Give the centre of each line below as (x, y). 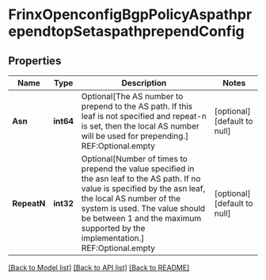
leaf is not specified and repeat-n (144, 116)
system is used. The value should (143, 208)
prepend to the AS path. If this (137, 106)
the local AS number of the (131, 198)
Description (144, 83)
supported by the (113, 228)
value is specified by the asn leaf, (143, 188)
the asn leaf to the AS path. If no (141, 178)
